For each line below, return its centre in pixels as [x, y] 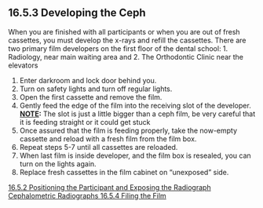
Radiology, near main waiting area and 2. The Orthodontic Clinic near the [126, 57]
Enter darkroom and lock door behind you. [88, 80]
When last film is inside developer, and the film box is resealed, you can [135, 155]
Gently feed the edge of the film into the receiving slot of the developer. [135, 105]
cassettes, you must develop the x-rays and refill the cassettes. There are [127, 40]
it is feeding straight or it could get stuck [85, 122]
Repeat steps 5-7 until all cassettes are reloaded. [99, 147]
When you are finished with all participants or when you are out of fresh [124, 31]
